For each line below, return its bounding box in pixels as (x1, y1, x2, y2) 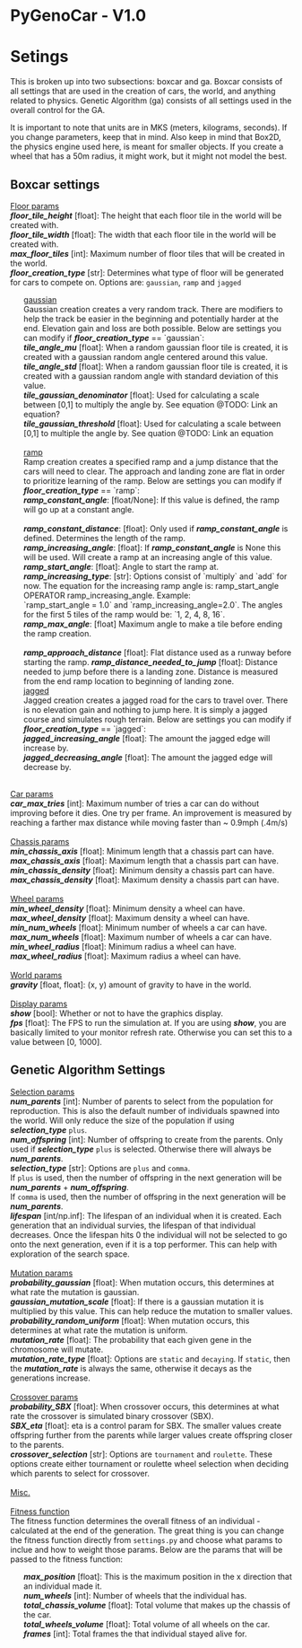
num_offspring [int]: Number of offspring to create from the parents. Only (10, 1134, 283, 1144)
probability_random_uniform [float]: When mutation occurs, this (10, 1315, 250, 1326)
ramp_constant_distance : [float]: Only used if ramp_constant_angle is (22, 522, 289, 534)
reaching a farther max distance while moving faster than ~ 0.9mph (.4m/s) (10, 817, 289, 828)
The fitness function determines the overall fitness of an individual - (10, 1515, 261, 1526)
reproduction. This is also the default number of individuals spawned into (10, 1105, 280, 1116)
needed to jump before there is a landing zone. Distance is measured (22, 666, 279, 677)
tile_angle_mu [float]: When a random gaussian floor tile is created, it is (22, 342, 289, 353)
